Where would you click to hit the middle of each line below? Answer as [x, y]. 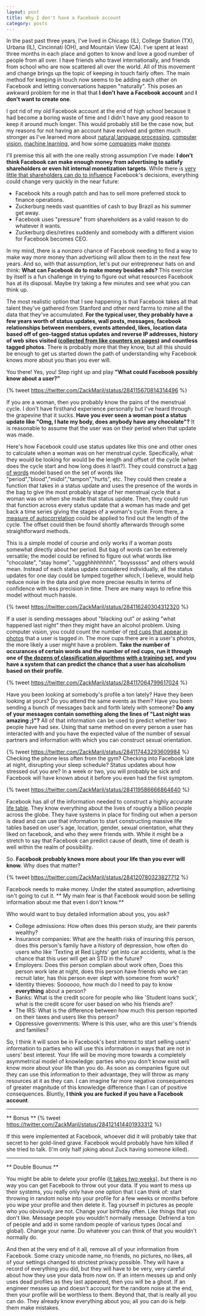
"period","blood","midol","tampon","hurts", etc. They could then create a [96, 479]
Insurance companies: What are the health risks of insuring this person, [105, 939]
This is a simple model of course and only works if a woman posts [89, 543]
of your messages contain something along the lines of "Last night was [99, 714]
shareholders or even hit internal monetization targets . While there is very [101, 168]
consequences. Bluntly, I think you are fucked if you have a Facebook [95, 1094]
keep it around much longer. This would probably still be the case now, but [100, 124]
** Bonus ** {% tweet [34, 1118]
